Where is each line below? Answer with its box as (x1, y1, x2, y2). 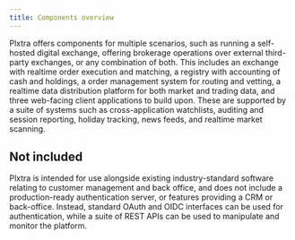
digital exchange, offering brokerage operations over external (37, 47, 264, 58)
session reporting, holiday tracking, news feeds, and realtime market (9, 114, 263, 124)
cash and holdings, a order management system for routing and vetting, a (9, 75, 281, 86)
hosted (9, 47, 36, 58)
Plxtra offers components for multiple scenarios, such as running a (9, 38, 256, 48)
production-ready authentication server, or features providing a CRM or (9, 192, 273, 202)
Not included (9, 150, 83, 165)
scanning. (9, 123, 47, 134)
